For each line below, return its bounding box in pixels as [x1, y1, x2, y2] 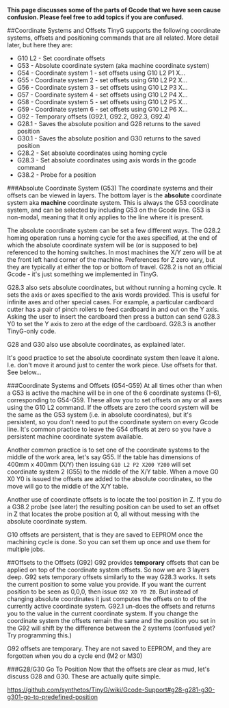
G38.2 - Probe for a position [16, 171, 96, 179]
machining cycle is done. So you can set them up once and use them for [7, 538, 211, 546]
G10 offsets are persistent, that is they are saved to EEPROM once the [7, 530, 204, 539]
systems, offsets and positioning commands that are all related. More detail [7, 34, 219, 42]
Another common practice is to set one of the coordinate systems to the [7, 445, 210, 454]
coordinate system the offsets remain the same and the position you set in [7, 617, 216, 624]
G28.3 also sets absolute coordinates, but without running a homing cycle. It [7, 284, 222, 291]
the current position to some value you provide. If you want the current [7, 581, 206, 588]
